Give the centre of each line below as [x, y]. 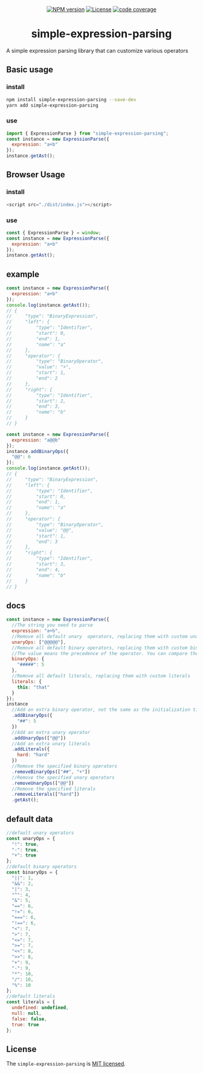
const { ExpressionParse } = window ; [54, 233]
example [23, 274]
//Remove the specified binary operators [65, 766]
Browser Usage [36, 175]
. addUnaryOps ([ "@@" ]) [39, 738]
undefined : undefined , [40, 1008]
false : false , [29, 1019]
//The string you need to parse [53, 625]
